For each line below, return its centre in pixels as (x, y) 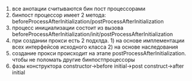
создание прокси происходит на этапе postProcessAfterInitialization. (99, 53)
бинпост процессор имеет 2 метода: (59, 15)
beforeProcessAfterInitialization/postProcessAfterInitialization (88, 21)
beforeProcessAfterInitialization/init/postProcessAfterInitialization (92, 34)
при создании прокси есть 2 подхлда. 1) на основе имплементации (98, 40)
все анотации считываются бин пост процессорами (78, 9)
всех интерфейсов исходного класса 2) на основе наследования (95, 47)
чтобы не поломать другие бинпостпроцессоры (74, 60)
